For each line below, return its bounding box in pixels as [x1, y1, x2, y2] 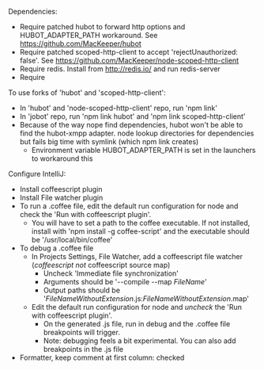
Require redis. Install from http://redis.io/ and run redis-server [19, 64, 221, 74]
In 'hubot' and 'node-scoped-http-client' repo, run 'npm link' [19, 103, 217, 113]
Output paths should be [43, 285, 121, 295]
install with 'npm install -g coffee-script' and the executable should [31, 227, 251, 236]
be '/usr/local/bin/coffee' [31, 235, 113, 244]
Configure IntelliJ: [8, 170, 66, 178]
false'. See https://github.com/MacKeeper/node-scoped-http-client [19, 55, 239, 65]
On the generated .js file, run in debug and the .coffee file [43, 319, 231, 328]
